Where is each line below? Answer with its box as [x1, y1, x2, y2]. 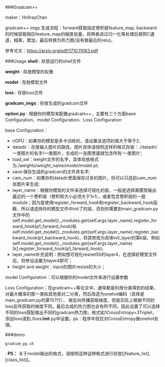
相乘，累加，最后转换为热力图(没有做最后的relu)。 [13, 37, 116, 43]
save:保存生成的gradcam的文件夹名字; [12, 169, 90, 174]
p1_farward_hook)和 [36, 223, 77, 229]
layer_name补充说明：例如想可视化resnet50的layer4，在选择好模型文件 [12, 251, 158, 257]
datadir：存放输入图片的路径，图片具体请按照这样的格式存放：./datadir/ [12, 144, 158, 150]
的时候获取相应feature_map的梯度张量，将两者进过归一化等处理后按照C [5, 31, 150, 37]
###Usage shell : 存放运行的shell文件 [5, 58, 81, 64]
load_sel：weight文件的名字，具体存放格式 [12, 157, 99, 162]
